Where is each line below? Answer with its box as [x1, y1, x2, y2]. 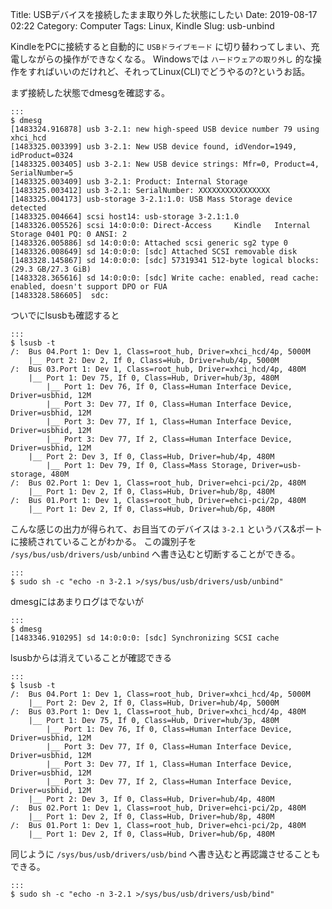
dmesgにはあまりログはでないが [10, 596, 144, 607]
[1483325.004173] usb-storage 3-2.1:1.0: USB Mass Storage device [10, 194, 293, 204]
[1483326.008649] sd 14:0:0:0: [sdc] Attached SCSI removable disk [10, 247, 298, 257]
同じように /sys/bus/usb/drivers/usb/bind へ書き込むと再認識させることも [10, 848, 321, 860]
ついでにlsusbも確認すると [10, 309, 120, 321]
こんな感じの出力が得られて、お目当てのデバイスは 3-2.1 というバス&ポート [10, 523, 323, 535]
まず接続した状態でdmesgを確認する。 [10, 87, 170, 98]
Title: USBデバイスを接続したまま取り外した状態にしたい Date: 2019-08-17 [10, 9, 318, 20]
